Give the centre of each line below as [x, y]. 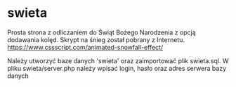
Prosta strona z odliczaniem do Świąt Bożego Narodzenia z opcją [102, 32]
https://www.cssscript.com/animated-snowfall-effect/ [85, 47]
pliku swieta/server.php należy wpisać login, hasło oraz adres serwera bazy [117, 68]
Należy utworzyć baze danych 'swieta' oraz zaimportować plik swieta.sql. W [118, 60]
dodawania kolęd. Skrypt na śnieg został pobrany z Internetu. [96, 39]
